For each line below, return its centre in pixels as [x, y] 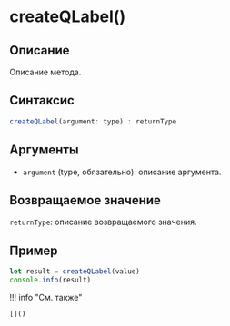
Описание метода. [45, 72]
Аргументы [44, 150]
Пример [34, 250]
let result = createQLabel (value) [75, 272]
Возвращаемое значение [85, 200]
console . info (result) [50, 280]
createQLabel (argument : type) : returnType [93, 121]
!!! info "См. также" [46, 297]
